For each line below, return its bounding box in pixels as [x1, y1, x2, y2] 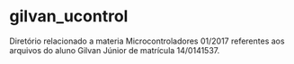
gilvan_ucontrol [9, 6, 129, 27]
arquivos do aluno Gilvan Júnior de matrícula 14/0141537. [9, 44, 220, 55]
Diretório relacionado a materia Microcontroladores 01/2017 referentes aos [9, 36, 285, 46]
